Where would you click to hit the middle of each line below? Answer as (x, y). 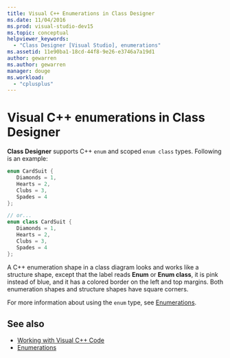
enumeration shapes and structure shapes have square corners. (98, 289)
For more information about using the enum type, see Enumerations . (102, 302)
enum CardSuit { (30, 171)
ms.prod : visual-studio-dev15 (50, 26)
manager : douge (29, 71)
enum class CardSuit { (39, 222)
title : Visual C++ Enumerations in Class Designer (81, 13)
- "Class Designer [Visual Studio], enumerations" (87, 45)
